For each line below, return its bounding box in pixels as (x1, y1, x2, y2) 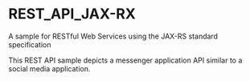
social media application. (8, 63, 91, 73)
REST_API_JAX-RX (8, 5, 137, 23)
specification (8, 39, 51, 49)
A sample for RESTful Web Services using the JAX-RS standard (8, 31, 219, 41)
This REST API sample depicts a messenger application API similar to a (8, 55, 243, 65)
